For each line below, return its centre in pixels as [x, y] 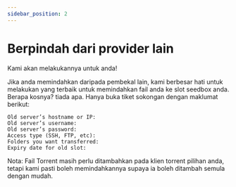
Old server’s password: [42, 129]
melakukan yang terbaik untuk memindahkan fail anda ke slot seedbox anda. [118, 89]
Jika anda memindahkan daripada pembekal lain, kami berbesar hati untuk [115, 82]
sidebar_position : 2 [38, 14]
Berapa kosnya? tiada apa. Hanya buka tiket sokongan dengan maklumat [113, 96]
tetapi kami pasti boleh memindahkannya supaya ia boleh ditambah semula [116, 168]
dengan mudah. [30, 176]
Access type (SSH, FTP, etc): [52, 135]
